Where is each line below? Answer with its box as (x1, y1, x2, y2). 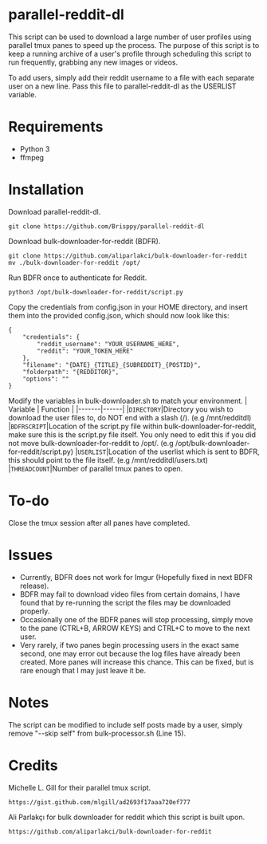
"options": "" (22, 375, 69, 383)
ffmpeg (19, 152, 45, 162)
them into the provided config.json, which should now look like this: (8, 310, 230, 320)
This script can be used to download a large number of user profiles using (8, 32, 252, 41)
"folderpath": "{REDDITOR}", (22, 368, 120, 376)
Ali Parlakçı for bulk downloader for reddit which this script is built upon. (8, 812, 245, 822)
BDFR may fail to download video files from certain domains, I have (19, 589, 241, 599)
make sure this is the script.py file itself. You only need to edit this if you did (8, 429, 257, 440)
